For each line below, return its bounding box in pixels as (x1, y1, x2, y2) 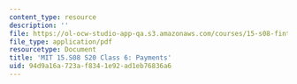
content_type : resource (9, 12, 97, 22)
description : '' (9, 21, 69, 30)
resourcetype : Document (9, 45, 97, 54)
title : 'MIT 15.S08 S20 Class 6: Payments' (9, 53, 172, 62)
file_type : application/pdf (9, 37, 113, 46)
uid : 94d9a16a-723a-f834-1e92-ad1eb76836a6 (9, 62, 172, 71)
